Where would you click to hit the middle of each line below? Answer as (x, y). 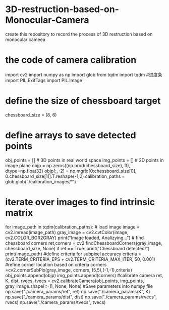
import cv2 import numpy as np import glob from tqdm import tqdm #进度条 (84, 74)
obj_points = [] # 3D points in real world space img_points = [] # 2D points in (84, 160)
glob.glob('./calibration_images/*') (41, 181)
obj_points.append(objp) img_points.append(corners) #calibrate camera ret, (84, 275)
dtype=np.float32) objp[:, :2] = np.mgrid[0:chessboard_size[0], (71, 171)
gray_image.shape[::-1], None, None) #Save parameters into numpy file (79, 286)
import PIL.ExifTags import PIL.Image (44, 80)
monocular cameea (25, 40)
